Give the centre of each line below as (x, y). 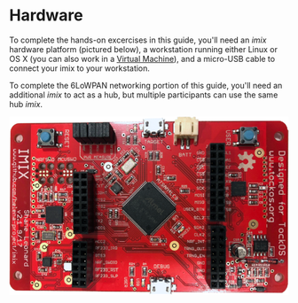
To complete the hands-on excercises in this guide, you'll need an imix (138, 40)
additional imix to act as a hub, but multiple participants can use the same (144, 95)
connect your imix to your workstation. (80, 68)
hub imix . (26, 104)
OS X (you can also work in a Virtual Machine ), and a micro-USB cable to (142, 58)
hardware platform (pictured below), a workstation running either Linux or (143, 49)
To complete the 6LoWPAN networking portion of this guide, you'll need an (146, 85)
